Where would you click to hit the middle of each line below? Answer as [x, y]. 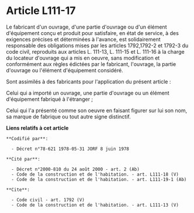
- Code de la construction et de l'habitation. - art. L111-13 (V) [95, 205]
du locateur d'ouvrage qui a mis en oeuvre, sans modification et [83, 58]
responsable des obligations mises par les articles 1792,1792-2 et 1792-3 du [97, 46]
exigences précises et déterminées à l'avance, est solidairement [83, 39]
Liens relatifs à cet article [37, 128]
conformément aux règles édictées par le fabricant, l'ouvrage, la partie [91, 64]
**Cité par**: [23, 159]
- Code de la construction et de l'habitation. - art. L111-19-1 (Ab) [99, 179]
